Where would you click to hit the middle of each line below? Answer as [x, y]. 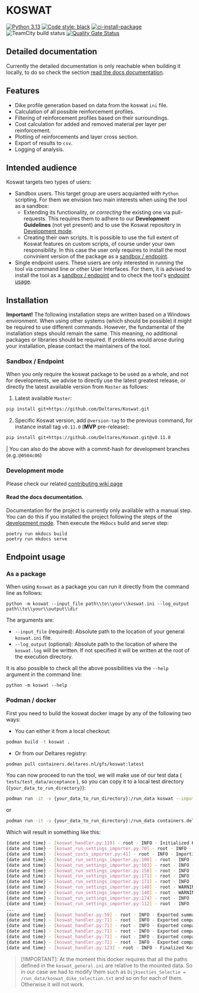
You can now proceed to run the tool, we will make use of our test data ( [94, 775]
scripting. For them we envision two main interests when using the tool [101, 200]
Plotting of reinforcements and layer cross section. [76, 136]
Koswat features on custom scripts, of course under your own [99, 244]
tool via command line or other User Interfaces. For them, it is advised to [103, 269]
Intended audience [41, 167]
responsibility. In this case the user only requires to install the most [105, 250]
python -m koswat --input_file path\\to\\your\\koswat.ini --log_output [98, 604]
